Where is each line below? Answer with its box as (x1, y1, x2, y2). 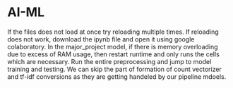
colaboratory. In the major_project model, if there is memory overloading (7, 42, 218, 51)
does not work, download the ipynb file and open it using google (7, 34, 195, 43)
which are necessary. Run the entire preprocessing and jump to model (7, 57, 212, 65)
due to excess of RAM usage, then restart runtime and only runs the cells (7, 50, 220, 58)
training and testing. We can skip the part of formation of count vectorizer (7, 65, 222, 73)
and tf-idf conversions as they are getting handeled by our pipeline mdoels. (7, 72, 227, 81)
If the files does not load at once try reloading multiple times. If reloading (7, 27, 219, 36)
